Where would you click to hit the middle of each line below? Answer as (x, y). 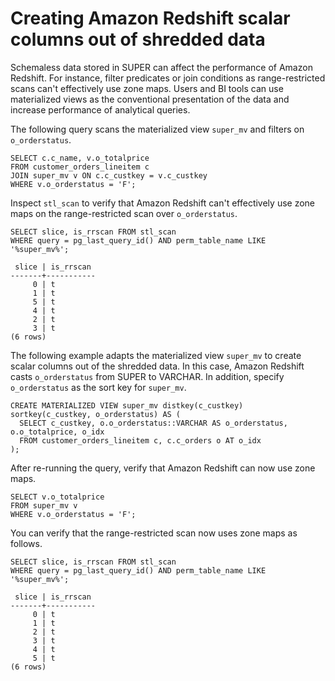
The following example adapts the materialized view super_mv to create (156, 355)
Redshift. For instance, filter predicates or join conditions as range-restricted (168, 78)
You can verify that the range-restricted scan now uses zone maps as (154, 533)
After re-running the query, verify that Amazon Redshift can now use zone (163, 468)
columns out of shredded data (138, 39)
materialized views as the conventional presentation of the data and (150, 99)
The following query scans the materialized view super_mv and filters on (157, 129)
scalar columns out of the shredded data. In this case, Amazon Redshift (157, 366)
